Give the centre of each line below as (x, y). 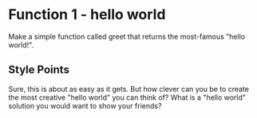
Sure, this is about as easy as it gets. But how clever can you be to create (129, 89)
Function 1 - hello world (87, 15)
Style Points (39, 70)
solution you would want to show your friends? (85, 105)
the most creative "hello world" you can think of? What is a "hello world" (127, 97)
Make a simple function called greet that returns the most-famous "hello (127, 36)
